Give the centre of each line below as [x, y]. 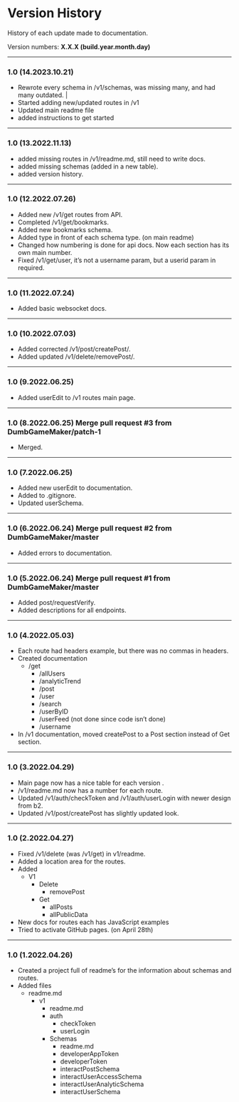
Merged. [30, 447]
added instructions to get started [66, 118]
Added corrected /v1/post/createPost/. [74, 349]
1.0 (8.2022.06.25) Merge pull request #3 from [90, 423]
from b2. [30, 806]
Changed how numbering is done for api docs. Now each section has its [123, 245]
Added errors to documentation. [65, 553]
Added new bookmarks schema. [65, 229]
